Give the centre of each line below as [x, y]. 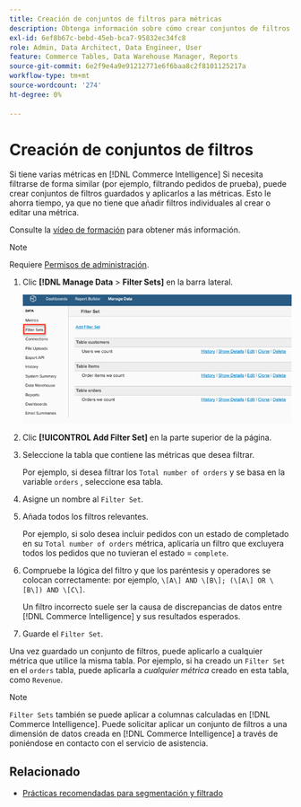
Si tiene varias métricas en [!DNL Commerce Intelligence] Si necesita [137, 174]
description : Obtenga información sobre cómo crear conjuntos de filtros [150, 28]
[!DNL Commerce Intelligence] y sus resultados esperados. [131, 617]
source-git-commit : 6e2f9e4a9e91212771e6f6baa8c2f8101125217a [128, 66]
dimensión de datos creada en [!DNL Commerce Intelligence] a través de [144, 734]
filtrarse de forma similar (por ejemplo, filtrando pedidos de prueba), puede [148, 184]
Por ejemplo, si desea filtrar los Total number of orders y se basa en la [153, 472]
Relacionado [45, 772]
